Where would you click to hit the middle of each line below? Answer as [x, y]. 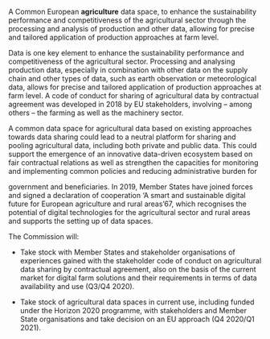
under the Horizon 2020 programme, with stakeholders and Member [133, 310]
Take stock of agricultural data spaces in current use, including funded [137, 302]
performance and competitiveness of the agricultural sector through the [127, 20]
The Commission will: [44, 236]
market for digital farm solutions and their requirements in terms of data [138, 278]
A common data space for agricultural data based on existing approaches [130, 128]
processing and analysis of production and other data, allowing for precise [131, 29]
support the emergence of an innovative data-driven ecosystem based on [131, 154]
